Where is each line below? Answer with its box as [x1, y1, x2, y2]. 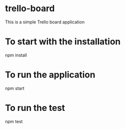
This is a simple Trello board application [5, 19, 85, 25]
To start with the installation [5, 36, 121, 47]
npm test [5, 118, 23, 124]
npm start [5, 85, 25, 91]
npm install [5, 52, 27, 58]
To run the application [5, 69, 96, 80]
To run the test [5, 103, 65, 113]
